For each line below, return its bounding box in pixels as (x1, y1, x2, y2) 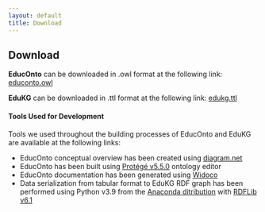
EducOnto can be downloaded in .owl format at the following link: (8, 69, 223, 79)
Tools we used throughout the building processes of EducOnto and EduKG (8, 129, 252, 139)
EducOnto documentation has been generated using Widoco (19, 170, 218, 179)
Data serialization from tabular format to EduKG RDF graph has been (19, 178, 244, 187)
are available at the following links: (8, 137, 121, 147)
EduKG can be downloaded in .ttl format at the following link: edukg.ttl (8, 93, 238, 103)
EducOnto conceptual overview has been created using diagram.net (19, 152, 243, 163)
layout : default (8, 11, 62, 20)
